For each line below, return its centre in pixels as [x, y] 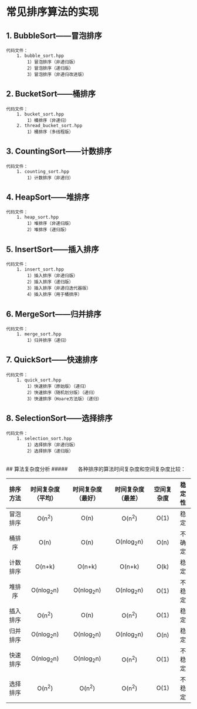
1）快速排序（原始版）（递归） [58, 386]
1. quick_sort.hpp [39, 380]
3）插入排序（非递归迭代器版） [59, 288]
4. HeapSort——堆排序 [48, 197]
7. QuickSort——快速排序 [52, 360]
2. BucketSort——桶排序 [51, 94]
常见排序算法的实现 [52, 12]
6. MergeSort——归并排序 [54, 314]
